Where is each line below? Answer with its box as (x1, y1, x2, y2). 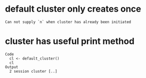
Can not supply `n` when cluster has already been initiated (5, 19, 131, 24)
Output (5, 64, 18, 69)
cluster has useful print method (5, 36, 135, 47)
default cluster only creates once (5, 3, 142, 15)
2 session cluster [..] (9, 69, 57, 74)
